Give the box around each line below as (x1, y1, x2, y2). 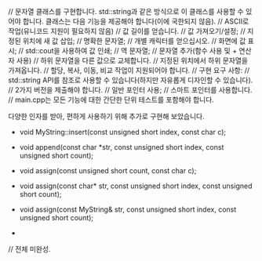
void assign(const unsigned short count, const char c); (19, 166, 197, 175)
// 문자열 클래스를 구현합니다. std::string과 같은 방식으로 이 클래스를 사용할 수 (8, 7, 245, 16)
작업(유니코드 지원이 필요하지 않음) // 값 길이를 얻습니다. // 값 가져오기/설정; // (8, 27, 246, 35)
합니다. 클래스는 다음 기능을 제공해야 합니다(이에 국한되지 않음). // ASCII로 (22, 16, 249, 26)
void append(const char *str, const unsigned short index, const (19, 143, 224, 151)
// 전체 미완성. (8, 245, 51, 253)
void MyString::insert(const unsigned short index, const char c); (19, 128, 227, 136)
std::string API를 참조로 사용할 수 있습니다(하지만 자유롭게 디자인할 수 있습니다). (8, 75, 253, 85)
